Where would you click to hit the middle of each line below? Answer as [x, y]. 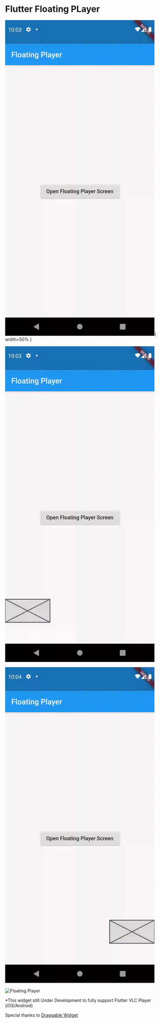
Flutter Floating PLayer [52, 9]
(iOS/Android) [19, 1005]
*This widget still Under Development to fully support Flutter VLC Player [78, 1000]
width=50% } [18, 339]
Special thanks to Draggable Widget [42, 1015]
